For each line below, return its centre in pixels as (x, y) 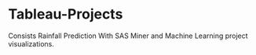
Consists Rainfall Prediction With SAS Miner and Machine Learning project (128, 36)
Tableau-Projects (66, 14)
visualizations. (31, 43)
